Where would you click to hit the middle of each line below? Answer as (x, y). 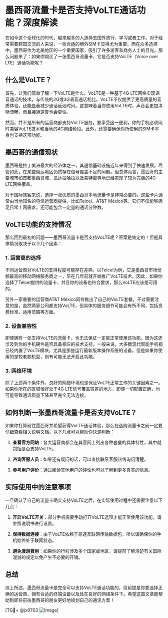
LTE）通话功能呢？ (24, 63)
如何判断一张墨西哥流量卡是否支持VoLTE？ (71, 412)
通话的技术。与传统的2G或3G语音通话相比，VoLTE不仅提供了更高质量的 (83, 99)
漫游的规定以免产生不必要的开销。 (47, 557)
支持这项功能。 (29, 135)
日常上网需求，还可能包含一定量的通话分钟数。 (57, 207)
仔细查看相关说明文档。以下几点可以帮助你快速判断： (60, 432)
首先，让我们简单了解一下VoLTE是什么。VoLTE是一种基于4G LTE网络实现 (80, 93)
